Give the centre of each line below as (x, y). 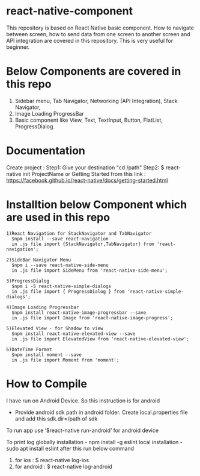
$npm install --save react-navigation (60, 239)
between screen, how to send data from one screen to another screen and (98, 34)
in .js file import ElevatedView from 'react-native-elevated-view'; (100, 339)
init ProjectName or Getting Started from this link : (84, 174)
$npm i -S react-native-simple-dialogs (62, 286)
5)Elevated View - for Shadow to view (55, 328)
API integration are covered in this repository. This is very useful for (89, 40)
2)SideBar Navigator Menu (38, 260)
